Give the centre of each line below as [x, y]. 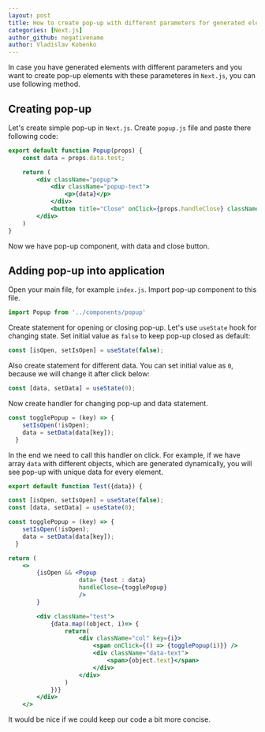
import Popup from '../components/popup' [77, 312]
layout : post [30, 15]
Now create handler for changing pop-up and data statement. [108, 403]
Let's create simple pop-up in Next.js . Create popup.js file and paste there [130, 128]
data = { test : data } [112, 581]
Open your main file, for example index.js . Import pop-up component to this [132, 289]
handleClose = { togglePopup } [123, 588]
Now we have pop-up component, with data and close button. [109, 246]
